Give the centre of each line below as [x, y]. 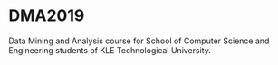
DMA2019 [47, 16]
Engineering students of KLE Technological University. [110, 50]
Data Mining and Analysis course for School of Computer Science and [139, 41]
